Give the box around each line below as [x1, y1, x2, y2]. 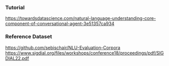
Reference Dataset [5, 33, 52, 40]
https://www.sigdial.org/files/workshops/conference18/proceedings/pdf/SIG [5, 49, 164, 56]
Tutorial [5, 4, 25, 11]
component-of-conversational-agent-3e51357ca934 [5, 20, 115, 26]
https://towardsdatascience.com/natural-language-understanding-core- [5, 15, 156, 21]
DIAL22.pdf [5, 55, 29, 61]
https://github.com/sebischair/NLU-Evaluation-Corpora [5, 44, 120, 50]
